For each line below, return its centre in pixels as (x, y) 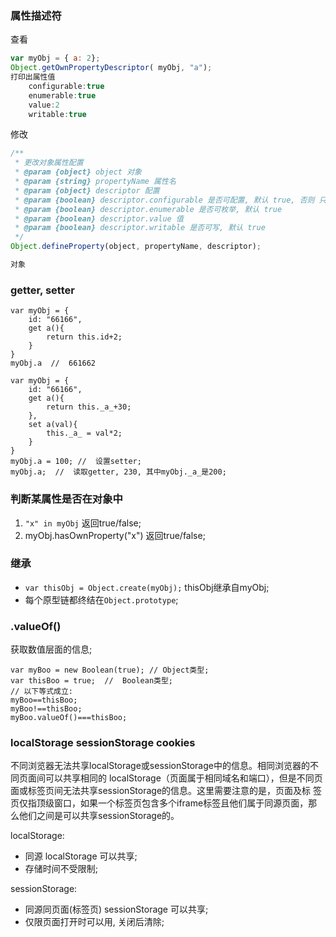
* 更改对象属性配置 (49, 163)
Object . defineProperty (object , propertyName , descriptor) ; (136, 247)
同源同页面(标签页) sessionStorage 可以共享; (116, 909)
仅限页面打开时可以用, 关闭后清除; (94, 922)
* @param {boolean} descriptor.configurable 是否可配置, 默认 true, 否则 (164, 200)
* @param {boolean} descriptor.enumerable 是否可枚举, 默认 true (148, 209)
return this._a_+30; (89, 407)
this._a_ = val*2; (84, 433)
